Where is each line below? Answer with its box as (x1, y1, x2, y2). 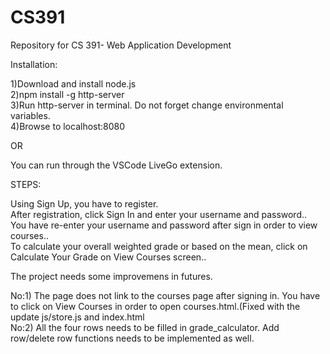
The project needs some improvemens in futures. (10, 270, 213, 282)
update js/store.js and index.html (10, 311, 145, 323)
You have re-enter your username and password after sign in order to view (10, 219, 318, 231)
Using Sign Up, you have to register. (10, 197, 159, 210)
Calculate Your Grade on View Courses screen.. (10, 251, 207, 263)
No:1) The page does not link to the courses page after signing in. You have (10, 289, 321, 301)
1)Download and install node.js (10, 77, 137, 90)
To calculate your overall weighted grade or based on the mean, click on (10, 240, 308, 252)
